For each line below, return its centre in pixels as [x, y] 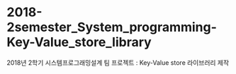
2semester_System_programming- [112, 27]
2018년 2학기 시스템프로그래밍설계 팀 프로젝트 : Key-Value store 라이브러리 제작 [118, 62]
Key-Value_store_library [79, 42]
